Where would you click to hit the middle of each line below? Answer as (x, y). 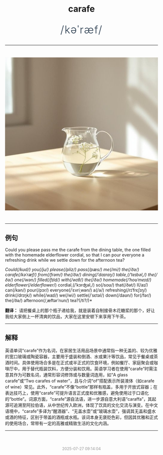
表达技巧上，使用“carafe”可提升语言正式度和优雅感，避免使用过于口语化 (77, 393)
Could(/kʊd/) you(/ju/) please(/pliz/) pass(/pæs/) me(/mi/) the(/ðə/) (72, 270)
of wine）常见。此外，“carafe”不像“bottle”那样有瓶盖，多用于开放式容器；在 (81, 387)
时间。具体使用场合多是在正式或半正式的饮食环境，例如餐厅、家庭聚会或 (81, 362)
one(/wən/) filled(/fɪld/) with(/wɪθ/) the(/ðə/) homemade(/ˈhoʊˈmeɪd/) (83, 280)
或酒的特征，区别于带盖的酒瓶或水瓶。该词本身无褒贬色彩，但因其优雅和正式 (81, 417)
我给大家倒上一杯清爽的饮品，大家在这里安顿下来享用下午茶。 (67, 316)
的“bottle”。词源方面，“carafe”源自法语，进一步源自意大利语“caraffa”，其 (79, 399)
